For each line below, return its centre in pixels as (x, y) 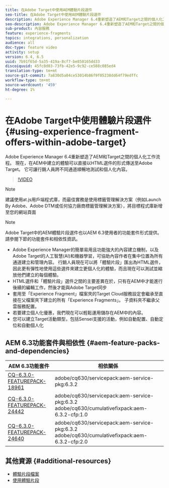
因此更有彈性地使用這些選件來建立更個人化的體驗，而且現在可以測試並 (85, 269)
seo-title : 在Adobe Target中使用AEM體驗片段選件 (53, 15)
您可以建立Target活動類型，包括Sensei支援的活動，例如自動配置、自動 (86, 319)
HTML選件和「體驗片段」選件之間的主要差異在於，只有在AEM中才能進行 (88, 281)
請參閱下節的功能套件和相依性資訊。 (43, 239)
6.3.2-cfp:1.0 (71, 415)
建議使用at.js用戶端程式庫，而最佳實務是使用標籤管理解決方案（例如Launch (83, 200)
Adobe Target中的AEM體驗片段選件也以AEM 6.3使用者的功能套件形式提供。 (83, 233)
